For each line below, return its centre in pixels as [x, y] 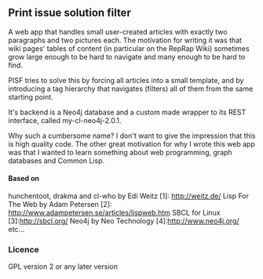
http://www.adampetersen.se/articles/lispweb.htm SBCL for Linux [115, 213]
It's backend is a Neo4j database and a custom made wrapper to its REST [127, 112]
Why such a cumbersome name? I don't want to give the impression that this [132, 136]
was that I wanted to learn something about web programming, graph [121, 152]
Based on [24, 179]
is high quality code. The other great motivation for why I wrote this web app [131, 143]
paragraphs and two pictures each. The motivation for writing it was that [125, 40]
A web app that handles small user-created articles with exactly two [118, 31]
